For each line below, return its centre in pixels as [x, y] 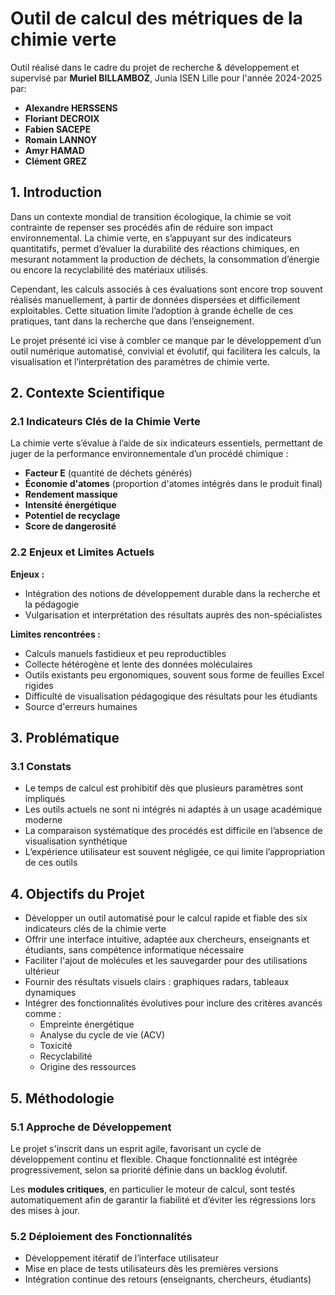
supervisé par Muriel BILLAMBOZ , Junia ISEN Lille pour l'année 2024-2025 [166, 78]
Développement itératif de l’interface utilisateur [121, 1258]
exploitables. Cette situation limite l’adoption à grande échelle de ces [152, 310]
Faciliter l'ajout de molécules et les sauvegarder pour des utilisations [166, 961]
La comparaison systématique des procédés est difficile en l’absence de [173, 831]
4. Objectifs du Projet [77, 893]
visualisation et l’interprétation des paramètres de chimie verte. [140, 361]
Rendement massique [71, 494]
